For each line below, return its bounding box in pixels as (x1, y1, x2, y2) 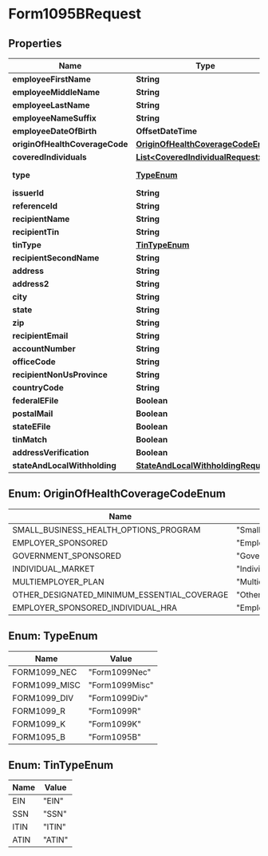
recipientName (12, 213, 70, 224)
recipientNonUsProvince (12, 369, 108, 380)
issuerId (12, 188, 45, 198)
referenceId (12, 200, 58, 212)
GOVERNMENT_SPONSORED (12, 550, 122, 561)
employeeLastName (12, 100, 90, 110)
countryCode (12, 382, 64, 393)
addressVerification (12, 447, 89, 458)
